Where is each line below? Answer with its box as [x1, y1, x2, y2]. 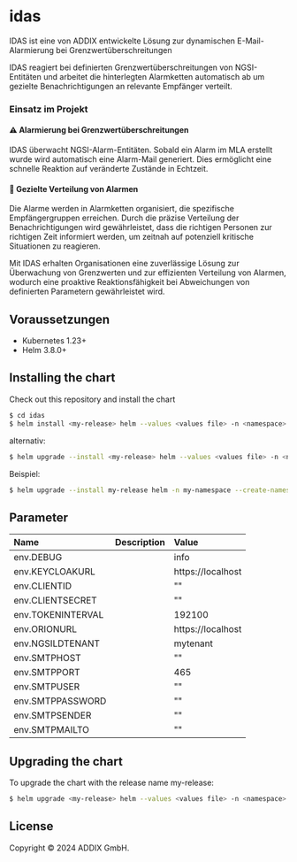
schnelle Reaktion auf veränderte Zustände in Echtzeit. [9, 164, 209, 174]
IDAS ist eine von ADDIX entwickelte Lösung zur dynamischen [9, 35, 236, 46]
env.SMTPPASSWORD [13, 695, 107, 707]
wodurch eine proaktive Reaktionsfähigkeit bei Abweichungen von [9, 277, 250, 288]
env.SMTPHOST [13, 652, 81, 665]
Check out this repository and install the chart [9, 394, 176, 404]
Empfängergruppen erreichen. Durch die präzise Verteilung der [9, 212, 240, 223]
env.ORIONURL [13, 623, 78, 635]
